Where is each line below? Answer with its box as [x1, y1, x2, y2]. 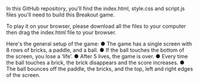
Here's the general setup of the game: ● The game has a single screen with [6, 41, 192, 47]
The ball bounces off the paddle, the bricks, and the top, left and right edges [6, 65, 193, 72]
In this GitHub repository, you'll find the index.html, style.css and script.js [6, 5, 185, 12]
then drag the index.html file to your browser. [6, 29, 117, 36]
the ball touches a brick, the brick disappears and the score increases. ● [6, 59, 185, 66]
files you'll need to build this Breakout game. [6, 11, 115, 18]
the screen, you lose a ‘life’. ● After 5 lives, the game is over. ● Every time [6, 53, 188, 59]
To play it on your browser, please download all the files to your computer [6, 23, 186, 29]
